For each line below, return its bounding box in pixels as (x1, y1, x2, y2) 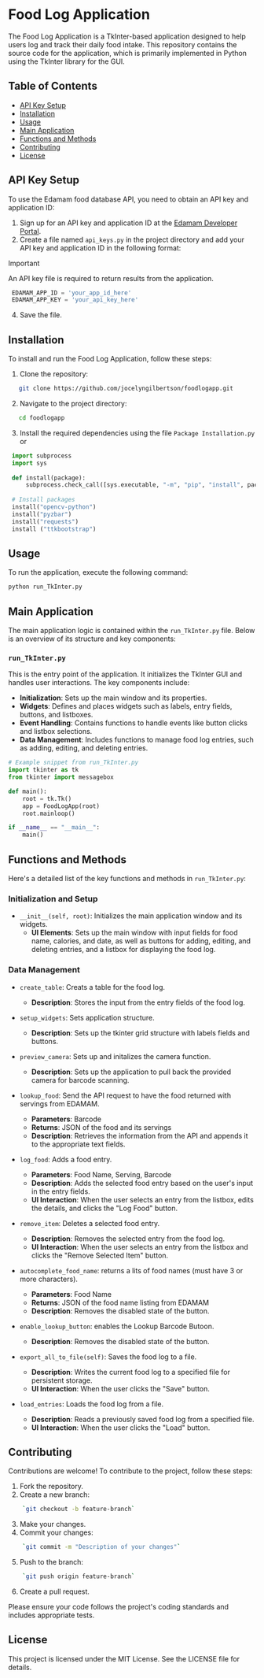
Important (8, 258, 40, 268)
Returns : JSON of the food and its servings (31, 1122, 172, 1132)
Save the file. (19, 310, 63, 320)
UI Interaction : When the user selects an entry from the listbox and (31, 1242, 249, 1251)
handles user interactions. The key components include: (8, 678, 190, 687)
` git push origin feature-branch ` (22, 1572, 135, 1580)
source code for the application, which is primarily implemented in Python (8, 48, 247, 57)
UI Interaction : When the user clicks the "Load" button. (31, 1423, 211, 1432)
